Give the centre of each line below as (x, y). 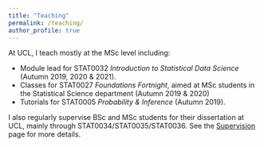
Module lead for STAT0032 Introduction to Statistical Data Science (129, 68)
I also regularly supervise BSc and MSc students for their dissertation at (126, 118)
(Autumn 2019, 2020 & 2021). (68, 77)
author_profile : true (44, 30)
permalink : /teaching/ (46, 23)
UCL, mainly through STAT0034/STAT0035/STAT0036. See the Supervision (132, 126)
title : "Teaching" (39, 15)
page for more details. (45, 134)
